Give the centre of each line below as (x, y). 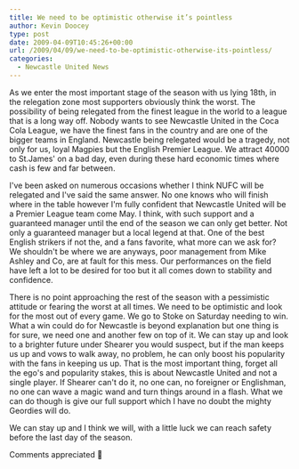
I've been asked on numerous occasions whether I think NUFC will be (137, 185)
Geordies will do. (40, 410)
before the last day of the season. (71, 437)
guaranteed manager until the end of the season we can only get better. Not (148, 222)
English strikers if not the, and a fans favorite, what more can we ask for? (143, 242)
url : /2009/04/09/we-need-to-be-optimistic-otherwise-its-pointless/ (141, 51)
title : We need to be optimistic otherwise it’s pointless (121, 17)
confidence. (31, 279)
